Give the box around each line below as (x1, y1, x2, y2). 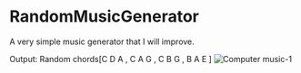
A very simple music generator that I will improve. (9, 36, 196, 47)
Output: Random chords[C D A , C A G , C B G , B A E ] (9, 53, 212, 64)
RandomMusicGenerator (9, 6, 200, 27)
